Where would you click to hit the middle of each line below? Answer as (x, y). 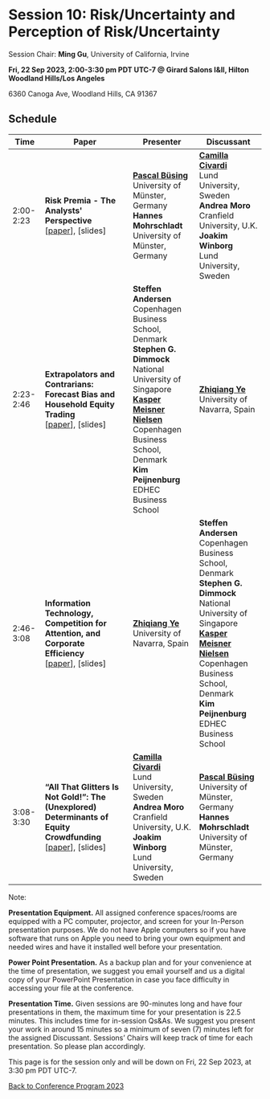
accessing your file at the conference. (71, 988)
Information (67, 603)
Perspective (68, 220)
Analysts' (63, 210)
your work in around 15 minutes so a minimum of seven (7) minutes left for (131, 1029)
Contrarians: (69, 384)
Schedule (33, 119)
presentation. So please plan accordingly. (77, 1046)
